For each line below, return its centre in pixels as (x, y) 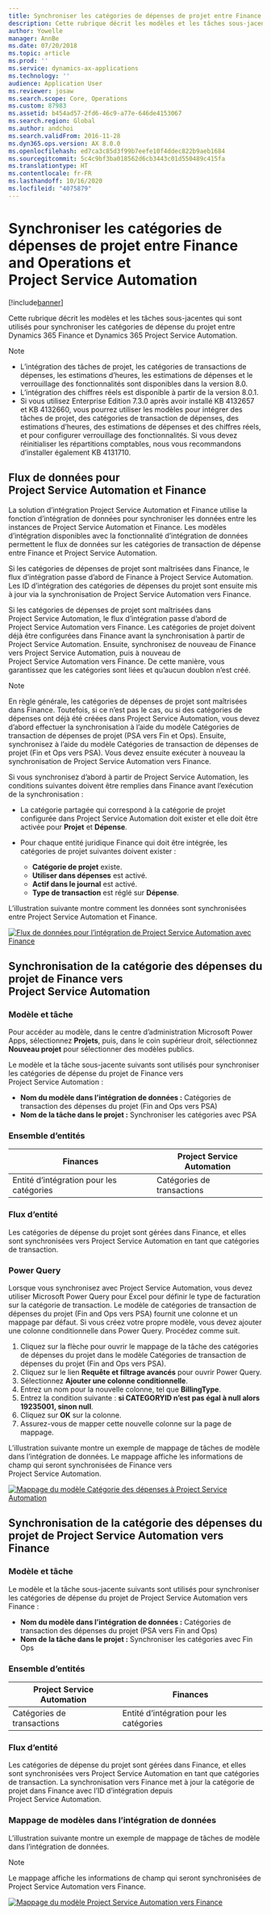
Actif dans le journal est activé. (85, 884)
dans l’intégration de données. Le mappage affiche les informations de (126, 1457)
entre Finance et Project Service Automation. (83, 552)
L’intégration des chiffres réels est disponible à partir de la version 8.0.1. (140, 392)
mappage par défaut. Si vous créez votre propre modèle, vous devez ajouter (135, 1322)
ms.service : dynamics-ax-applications (73, 69)
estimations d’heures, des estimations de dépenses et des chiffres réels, (140, 426)
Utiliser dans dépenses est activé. (90, 875)
